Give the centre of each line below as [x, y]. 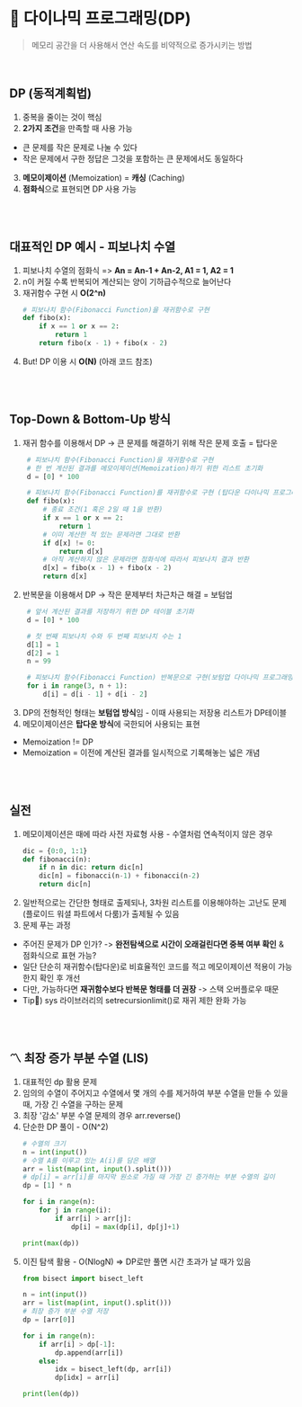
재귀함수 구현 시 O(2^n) [64, 292]
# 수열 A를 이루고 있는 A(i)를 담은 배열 [89, 1161]
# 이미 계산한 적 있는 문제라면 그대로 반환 [111, 534]
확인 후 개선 [60, 978]
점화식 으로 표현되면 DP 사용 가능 [80, 189]
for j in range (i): [75, 1210]
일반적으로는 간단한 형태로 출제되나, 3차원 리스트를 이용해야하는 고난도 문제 [155, 903]
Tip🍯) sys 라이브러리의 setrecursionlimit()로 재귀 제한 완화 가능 [134, 1001]
